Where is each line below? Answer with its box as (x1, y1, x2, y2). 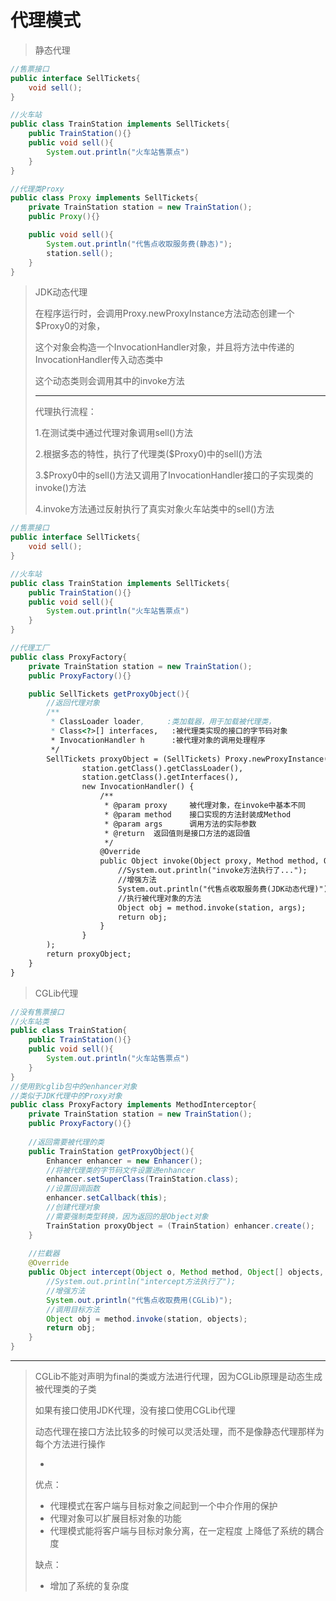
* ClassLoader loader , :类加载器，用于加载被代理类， (50, 717, 277, 727)
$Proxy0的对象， (34, 320, 106, 332)
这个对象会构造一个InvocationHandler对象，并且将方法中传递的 (34, 341, 295, 353)
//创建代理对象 (46, 1202, 100, 1213)
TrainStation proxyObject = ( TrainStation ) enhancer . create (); (46, 1221, 315, 1231)
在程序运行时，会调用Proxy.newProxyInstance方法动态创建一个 (34, 307, 295, 320)
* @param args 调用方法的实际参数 (104, 819, 257, 829)
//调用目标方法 (46, 1304, 100, 1315)
